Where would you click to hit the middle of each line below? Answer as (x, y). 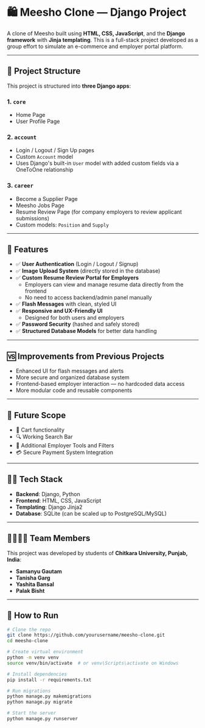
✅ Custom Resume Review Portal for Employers (77, 278)
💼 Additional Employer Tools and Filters (65, 446)
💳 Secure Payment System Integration (64, 452)
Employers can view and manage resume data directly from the (104, 285)
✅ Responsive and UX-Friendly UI (59, 311)
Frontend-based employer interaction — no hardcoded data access (100, 384)
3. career (20, 186)
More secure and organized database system (72, 377)
